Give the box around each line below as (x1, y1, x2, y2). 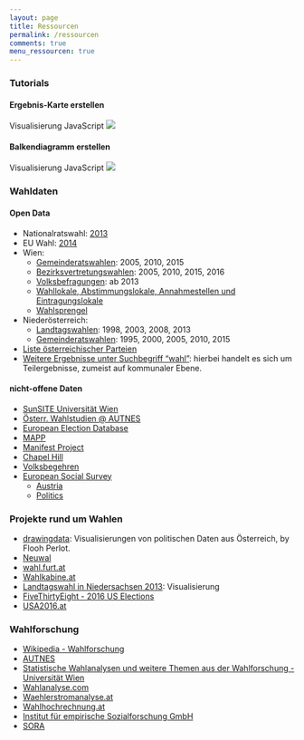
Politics (35, 490, 63, 501)
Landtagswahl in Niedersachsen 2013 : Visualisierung (22, 581, 220, 592)
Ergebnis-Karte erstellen (9, 99, 105, 110)
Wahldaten (9, 185, 59, 197)
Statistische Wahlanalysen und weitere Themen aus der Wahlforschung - (22, 663, 295, 674)
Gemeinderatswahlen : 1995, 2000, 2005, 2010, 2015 (35, 333, 231, 344)
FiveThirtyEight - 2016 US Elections (22, 591, 155, 602)
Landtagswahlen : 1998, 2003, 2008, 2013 (35, 323, 192, 335)
